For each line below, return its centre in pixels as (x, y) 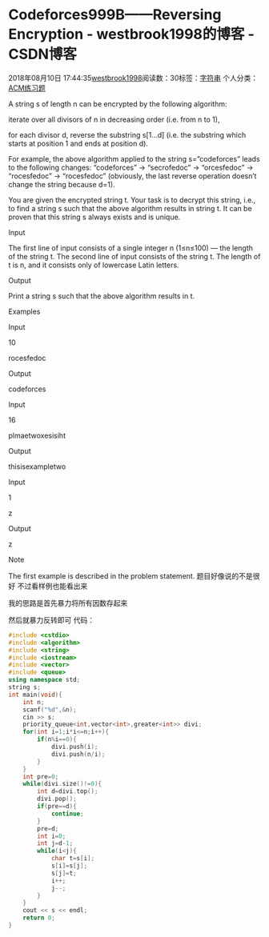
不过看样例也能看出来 (52, 586)
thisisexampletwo (37, 466)
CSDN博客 (43, 54)
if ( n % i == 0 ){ (57, 739)
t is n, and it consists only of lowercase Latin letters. (94, 265)
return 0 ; (39, 918)
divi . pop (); (57, 799)
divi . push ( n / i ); (78, 754)
